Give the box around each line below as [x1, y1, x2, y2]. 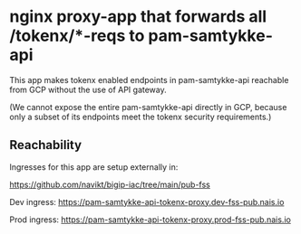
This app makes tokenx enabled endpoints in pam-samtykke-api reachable [9, 74, 289, 85]
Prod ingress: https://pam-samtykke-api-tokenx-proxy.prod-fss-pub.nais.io [9, 214, 292, 225]
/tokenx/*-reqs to [9, 25, 145, 46]
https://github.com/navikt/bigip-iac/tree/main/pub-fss [9, 179, 211, 190]
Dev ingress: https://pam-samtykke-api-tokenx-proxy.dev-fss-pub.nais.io [9, 196, 285, 207]
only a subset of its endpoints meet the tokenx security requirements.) [9, 111, 272, 122]
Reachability [9, 137, 83, 153]
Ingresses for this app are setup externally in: [9, 161, 179, 173]
